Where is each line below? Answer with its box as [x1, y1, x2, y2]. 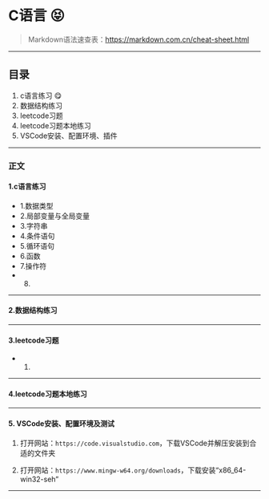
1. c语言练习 [8, 181, 46, 192]
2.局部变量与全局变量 [19, 211, 90, 221]
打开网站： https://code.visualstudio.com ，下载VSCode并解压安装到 [19, 438, 250, 448]
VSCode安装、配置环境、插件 [19, 131, 118, 140]
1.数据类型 [19, 201, 54, 210]
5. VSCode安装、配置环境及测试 [8, 419, 114, 428]
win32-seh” [19, 474, 59, 484]
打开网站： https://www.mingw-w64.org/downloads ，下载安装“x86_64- [19, 465, 247, 475]
